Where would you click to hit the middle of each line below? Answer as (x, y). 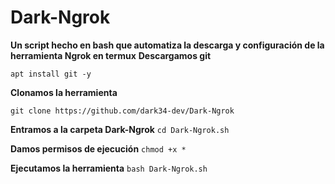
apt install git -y (51, 74)
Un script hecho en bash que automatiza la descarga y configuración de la (167, 45)
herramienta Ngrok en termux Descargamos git (111, 55)
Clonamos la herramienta (64, 92)
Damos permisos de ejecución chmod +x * (98, 148)
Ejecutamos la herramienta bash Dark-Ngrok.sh (109, 168)
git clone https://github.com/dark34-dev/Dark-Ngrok (122, 111)
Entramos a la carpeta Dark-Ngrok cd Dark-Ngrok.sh (120, 129)
